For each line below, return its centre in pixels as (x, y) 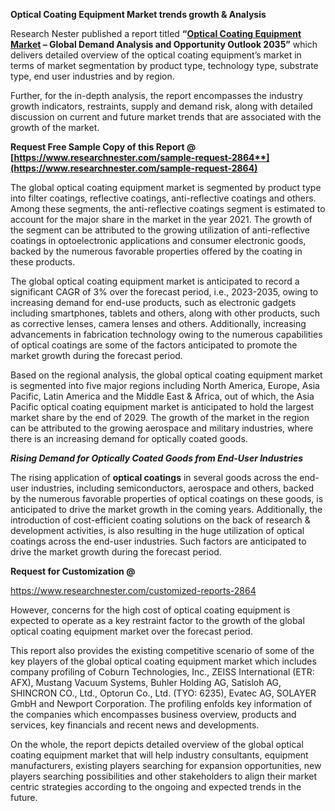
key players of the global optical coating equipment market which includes (163, 661)
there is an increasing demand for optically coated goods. (129, 438)
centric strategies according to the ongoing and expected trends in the (156, 787)
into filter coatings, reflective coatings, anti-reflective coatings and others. (163, 198)
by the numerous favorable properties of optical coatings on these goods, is (167, 498)
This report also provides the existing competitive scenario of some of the (162, 650)
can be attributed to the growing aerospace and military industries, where (162, 428)
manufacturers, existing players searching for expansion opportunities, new (166, 765)
